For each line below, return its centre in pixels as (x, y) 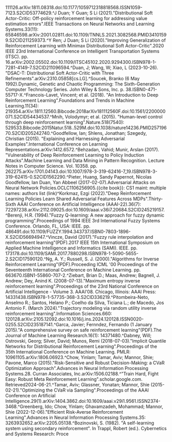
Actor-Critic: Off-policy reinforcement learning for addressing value (76, 18)
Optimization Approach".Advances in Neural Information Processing (77, 368)
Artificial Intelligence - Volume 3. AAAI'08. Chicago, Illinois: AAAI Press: (81, 292)
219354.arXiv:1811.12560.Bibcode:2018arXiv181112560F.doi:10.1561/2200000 (85, 111)
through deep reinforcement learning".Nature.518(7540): (65, 122)
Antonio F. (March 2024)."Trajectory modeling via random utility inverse (81, 308)
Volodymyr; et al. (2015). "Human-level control (114, 117)
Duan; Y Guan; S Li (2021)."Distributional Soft (105, 13)
